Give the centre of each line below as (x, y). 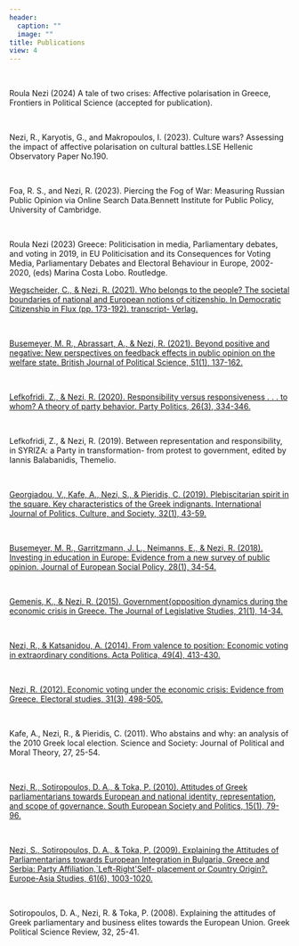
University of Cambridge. (56, 210)
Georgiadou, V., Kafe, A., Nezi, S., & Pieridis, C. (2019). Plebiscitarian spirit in (149, 495)
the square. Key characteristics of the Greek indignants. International (135, 504)
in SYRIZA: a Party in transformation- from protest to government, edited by (148, 450)
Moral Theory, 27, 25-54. (55, 753)
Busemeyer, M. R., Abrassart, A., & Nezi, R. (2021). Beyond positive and (139, 343)
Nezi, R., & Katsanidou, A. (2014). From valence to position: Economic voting (149, 646)
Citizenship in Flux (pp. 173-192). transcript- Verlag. (104, 309)
